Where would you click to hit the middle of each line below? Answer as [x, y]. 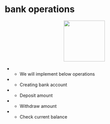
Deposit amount [36, 95]
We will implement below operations [57, 74]
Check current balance [43, 116]
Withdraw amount [38, 106]
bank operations [40, 9]
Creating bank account [43, 85]
